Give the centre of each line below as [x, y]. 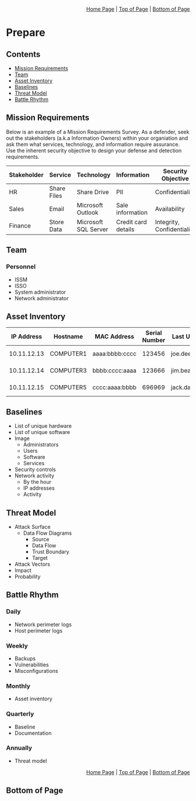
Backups [25, 658]
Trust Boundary [50, 551]
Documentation [33, 733]
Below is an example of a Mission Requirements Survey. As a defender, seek [98, 132]
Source [41, 539]
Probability [27, 576]
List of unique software [42, 432]
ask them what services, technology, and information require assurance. [93, 144]
